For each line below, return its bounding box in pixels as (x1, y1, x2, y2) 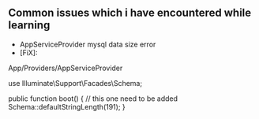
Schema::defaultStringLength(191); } (8, 102, 126, 111)
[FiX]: (19, 47, 38, 58)
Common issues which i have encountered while (8, 6, 252, 20)
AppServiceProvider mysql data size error (19, 39, 156, 49)
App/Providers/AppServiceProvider (8, 63, 123, 73)
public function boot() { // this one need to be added (8, 94, 178, 103)
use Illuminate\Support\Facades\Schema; (8, 78, 143, 87)
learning (8, 19, 51, 32)
